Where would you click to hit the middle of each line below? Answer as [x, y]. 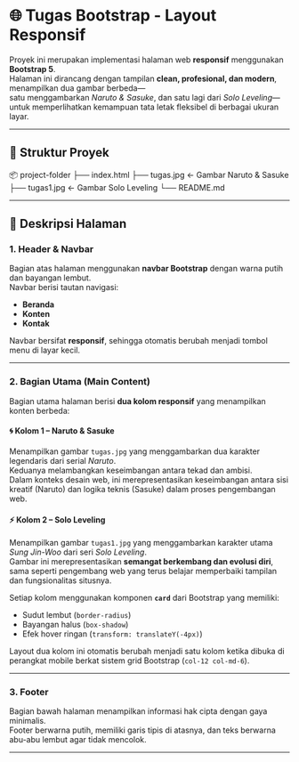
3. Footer [29, 693]
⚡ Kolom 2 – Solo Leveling [57, 519]
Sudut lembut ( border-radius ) [77, 615]
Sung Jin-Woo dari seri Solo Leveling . [78, 552]
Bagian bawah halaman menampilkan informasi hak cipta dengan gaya [138, 711]
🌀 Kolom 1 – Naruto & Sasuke [62, 431]
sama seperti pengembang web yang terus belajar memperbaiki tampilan [143, 571]
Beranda [38, 304]
